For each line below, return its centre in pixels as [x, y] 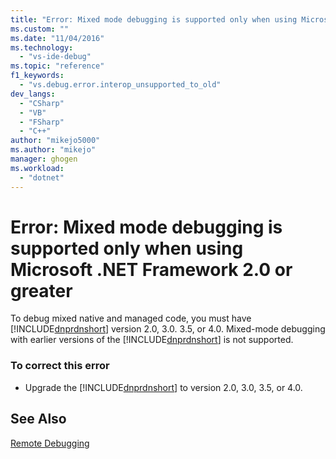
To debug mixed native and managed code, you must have [131, 318]
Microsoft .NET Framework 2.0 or [151, 269]
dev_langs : [33, 94]
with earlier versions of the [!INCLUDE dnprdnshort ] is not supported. [152, 340]
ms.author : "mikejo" [53, 150]
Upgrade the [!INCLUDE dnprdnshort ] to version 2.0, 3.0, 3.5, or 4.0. [163, 387]
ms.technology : [42, 47]
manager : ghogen [44, 159]
